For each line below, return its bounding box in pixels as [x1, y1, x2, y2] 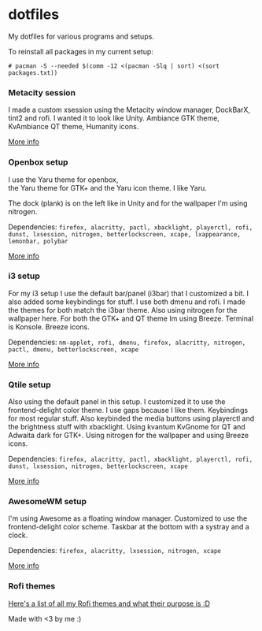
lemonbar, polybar [8, 237, 68, 245]
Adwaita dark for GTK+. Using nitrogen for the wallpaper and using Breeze [8, 431, 249, 440]
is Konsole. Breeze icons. [8, 321, 90, 332]
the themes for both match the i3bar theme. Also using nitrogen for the [8, 305, 238, 314]
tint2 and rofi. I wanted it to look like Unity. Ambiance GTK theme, [8, 113, 220, 123]
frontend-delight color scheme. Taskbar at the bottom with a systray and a [8, 522, 249, 532]
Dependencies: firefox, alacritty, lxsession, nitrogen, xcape [8, 546, 222, 555]
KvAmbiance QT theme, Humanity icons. [8, 122, 139, 132]
